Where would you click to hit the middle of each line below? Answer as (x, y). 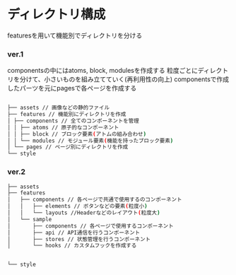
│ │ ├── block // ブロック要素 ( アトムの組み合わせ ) (77, 134)
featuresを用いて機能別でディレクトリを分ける (75, 35)
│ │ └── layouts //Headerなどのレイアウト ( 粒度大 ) (84, 213)
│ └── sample (30, 219)
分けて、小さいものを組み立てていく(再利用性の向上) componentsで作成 (124, 79)
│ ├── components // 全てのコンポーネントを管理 (73, 121)
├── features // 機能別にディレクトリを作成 (67, 115)
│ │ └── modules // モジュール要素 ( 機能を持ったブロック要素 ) (90, 141)
